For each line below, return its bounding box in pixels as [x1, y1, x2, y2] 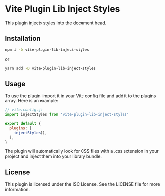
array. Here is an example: [5, 98, 58, 104]
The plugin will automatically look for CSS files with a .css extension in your [5, 148, 159, 154]
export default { [5, 121, 41, 126]
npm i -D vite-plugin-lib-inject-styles [5, 47, 90, 52]
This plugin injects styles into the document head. [5, 20, 107, 26]
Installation [5, 34, 41, 43]
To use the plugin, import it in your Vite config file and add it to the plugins [5, 93, 156, 98]
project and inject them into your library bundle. [5, 153, 102, 159]
